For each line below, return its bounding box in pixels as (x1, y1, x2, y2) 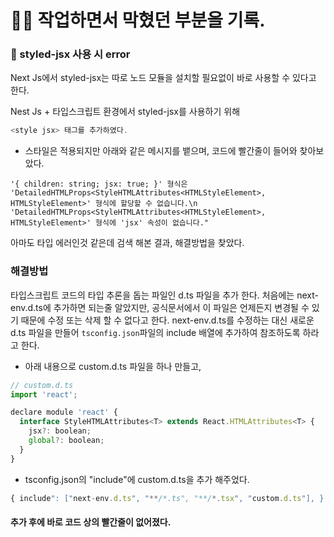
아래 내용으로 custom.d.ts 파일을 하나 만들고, (24, 360, 202, 372)
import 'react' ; (10, 389, 78, 400)
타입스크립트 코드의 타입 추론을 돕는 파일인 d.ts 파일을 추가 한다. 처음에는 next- (10, 289, 319, 301)
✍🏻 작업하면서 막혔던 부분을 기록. (10, 9, 266, 32)
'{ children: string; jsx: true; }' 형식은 (10, 179, 188, 190)
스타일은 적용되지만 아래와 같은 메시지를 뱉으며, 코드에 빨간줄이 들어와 (24, 145, 298, 157)
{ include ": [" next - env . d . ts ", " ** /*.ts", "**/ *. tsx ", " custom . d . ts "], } (10, 493, 325, 503)
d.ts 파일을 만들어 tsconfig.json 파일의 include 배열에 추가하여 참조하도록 (10, 326, 301, 338)
